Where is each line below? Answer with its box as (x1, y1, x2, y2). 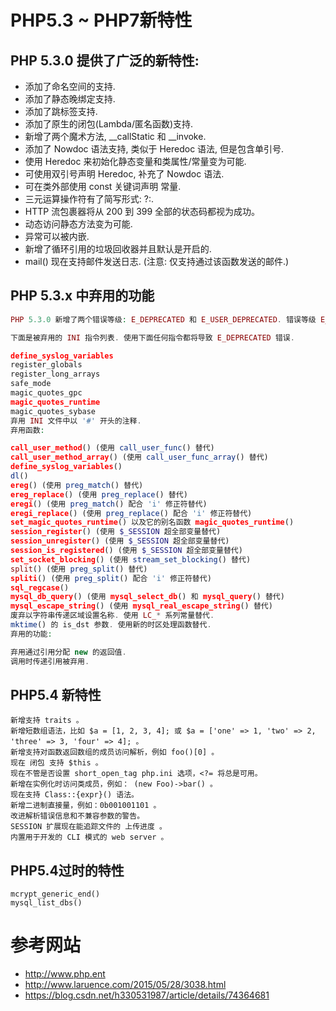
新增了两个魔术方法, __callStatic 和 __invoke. (24, 131, 207, 142)
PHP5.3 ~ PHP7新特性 (10, 9, 193, 32)
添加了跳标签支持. (24, 106, 98, 117)
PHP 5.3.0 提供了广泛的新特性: (10, 52, 200, 69)
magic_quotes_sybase (10, 406, 97, 416)
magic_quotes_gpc (10, 388, 83, 398)
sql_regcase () (10, 582, 70, 593)
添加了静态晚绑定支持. (24, 93, 116, 105)
